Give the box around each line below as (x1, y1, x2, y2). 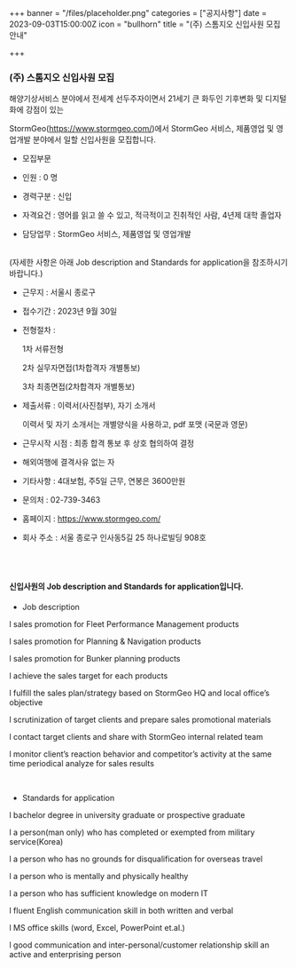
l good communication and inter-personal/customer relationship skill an (9, 940, 270, 950)
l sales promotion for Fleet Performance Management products (9, 618, 239, 629)
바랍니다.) (9, 268, 43, 279)
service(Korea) (9, 836, 64, 846)
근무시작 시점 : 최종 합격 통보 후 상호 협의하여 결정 (21, 438, 195, 448)
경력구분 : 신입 (21, 191, 73, 202)
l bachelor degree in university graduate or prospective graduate (9, 809, 245, 820)
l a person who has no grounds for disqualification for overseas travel (9, 853, 263, 864)
